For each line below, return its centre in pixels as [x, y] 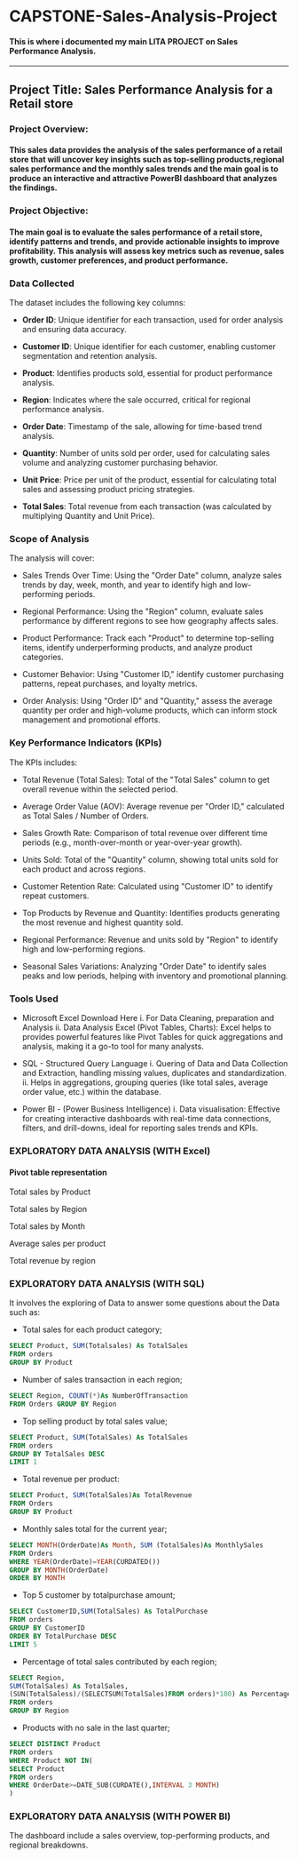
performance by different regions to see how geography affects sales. [150, 621]
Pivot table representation [59, 1172]
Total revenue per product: [71, 1479]
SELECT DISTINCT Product [55, 1744]
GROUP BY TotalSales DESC [57, 1454]
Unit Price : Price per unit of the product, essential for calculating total [149, 480]
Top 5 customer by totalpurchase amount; [98, 1595]
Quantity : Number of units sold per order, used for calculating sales [146, 453]
